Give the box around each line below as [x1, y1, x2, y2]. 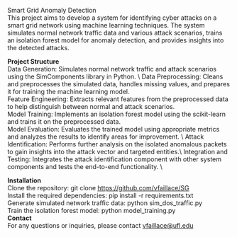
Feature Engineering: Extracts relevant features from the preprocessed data [7, 95, 228, 103]
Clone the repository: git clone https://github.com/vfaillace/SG [7, 184, 189, 192]
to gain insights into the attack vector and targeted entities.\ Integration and [7, 148, 228, 156]
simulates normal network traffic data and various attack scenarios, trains [7, 28, 223, 37]
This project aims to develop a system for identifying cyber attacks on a [7, 13, 217, 22]
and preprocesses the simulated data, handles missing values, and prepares [7, 80, 231, 88]
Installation [7, 176, 41, 185]
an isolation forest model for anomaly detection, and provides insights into [7, 36, 224, 45]
